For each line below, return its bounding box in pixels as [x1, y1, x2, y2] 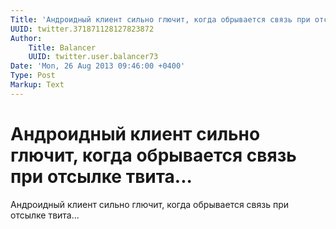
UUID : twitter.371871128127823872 [10, 24, 155, 34]
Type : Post [10, 71, 56, 81]
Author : [10, 33, 43, 43]
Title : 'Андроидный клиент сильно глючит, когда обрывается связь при [10, 14, 311, 25]
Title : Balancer [28, 42, 97, 53]
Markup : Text [10, 80, 65, 90]
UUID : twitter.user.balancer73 [28, 52, 159, 62]
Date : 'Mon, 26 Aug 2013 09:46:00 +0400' [10, 61, 186, 71]
